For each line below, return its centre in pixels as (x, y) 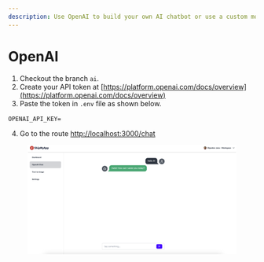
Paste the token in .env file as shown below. (90, 103)
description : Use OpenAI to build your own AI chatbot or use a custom (128, 17)
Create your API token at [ (61, 87)
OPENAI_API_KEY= (35, 119)
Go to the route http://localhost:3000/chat (87, 133)
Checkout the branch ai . (59, 78)
